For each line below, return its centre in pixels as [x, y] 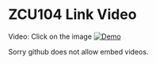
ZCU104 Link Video [72, 15]
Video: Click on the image [50, 36]
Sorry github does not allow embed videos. [78, 51]
